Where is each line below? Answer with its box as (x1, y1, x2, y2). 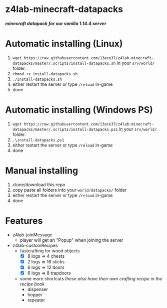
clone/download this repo (12, 182, 65, 188)
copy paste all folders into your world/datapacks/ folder (12, 187, 127, 193)
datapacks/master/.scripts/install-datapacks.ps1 (12, 127, 118, 132)
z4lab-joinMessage (12, 232, 52, 238)
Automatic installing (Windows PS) (5, 104, 153, 115)
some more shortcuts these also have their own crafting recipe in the (19, 275, 162, 281)
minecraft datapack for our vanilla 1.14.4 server (5, 20, 106, 26)
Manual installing (5, 165, 78, 176)
